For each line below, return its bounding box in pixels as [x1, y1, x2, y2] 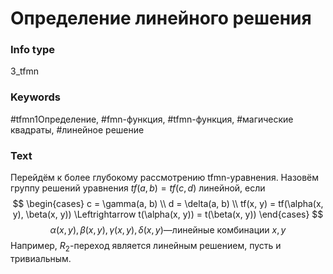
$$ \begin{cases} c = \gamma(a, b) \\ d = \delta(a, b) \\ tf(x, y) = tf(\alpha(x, [12, 198, 324, 210]
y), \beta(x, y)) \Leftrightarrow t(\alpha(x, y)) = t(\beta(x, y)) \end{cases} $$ [12, 208, 324, 221]
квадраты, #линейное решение [10, 123, 145, 136]
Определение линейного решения [10, 7, 312, 30]
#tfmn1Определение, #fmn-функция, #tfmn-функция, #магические [10, 113, 294, 125]
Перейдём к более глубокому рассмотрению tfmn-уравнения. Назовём [10, 172, 320, 184]
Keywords [10, 90, 61, 104]
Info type [10, 43, 56, 57]
